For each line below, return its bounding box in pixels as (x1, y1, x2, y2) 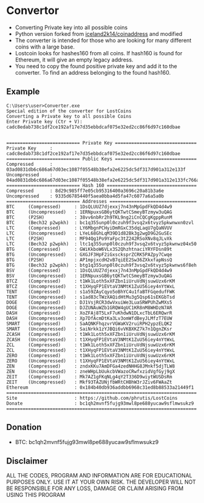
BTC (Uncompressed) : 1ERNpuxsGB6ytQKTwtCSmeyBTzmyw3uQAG (6, 209, 172, 215)
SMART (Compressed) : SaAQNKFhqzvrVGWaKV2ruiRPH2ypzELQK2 (6, 320, 172, 327)
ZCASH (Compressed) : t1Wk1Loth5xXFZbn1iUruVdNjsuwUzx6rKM (6, 331, 175, 337)
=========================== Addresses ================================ (6, 198, 197, 204)
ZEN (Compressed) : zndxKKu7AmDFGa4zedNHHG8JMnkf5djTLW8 (6, 363, 175, 369)
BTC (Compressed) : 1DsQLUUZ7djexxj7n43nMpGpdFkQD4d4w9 (6, 204, 172, 210)
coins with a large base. (15, 43, 75, 50)
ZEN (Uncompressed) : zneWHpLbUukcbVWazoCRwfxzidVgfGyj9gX (6, 368, 175, 374)
